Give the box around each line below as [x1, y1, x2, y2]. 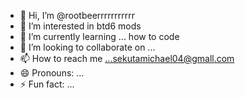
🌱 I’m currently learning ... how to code [19, 31, 180, 42]
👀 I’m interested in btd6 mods [19, 20, 142, 32]
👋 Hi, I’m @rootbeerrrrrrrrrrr [19, 10, 135, 21]
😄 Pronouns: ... [19, 67, 85, 79]
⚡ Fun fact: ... [19, 78, 75, 90]
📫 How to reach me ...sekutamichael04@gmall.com [19, 53, 235, 64]
